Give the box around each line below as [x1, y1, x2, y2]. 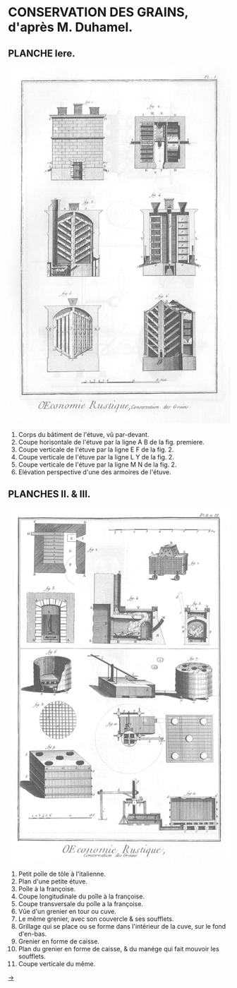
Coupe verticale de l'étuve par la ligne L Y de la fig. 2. [18, 452, 175, 461]
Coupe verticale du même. [18, 960, 96, 968]
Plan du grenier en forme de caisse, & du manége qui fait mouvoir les [18, 945, 219, 953]
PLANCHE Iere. [8, 47, 76, 59]
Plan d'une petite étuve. [18, 877, 87, 886]
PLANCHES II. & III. [8, 488, 91, 500]
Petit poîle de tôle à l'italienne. [18, 869, 107, 879]
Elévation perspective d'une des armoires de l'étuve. [18, 467, 171, 476]
